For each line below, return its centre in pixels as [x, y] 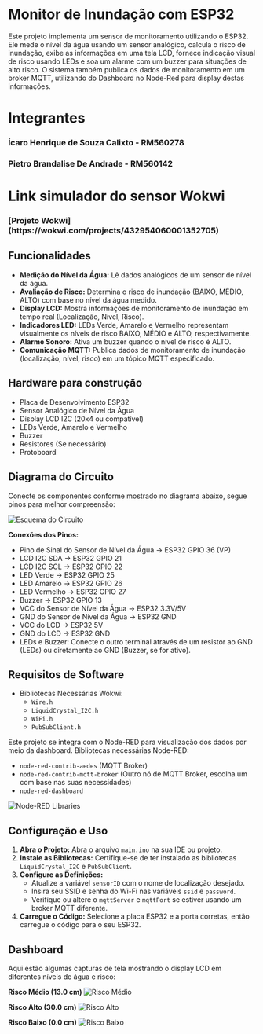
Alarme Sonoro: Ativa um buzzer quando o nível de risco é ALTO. [125, 341]
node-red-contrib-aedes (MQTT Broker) [83, 766]
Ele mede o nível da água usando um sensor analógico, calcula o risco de [127, 44]
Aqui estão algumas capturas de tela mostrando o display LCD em [115, 968]
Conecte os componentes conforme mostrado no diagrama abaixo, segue [128, 496]
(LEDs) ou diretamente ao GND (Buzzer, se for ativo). [105, 650]
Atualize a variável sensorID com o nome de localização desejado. [138, 883]
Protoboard [38, 452]
